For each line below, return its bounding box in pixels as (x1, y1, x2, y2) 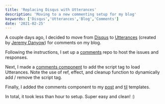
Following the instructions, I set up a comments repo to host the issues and (5, 49, 159, 55)
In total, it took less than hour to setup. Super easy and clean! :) (5, 94, 135, 100)
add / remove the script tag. (5, 74, 62, 80)
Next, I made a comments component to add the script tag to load (5, 64, 140, 70)
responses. (5, 55, 28, 61)
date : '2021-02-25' (5, 21, 46, 26)
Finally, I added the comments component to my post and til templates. (5, 84, 151, 90)
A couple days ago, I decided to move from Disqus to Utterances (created (5, 35, 156, 40)
